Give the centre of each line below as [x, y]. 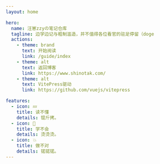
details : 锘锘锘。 [38, 151]
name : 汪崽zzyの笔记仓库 [39, 28]
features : [18, 101]
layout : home [22, 12]
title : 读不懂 [33, 112]
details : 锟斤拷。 [38, 118]
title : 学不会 [33, 129]
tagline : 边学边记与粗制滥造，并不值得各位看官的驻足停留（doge [83, 34]
